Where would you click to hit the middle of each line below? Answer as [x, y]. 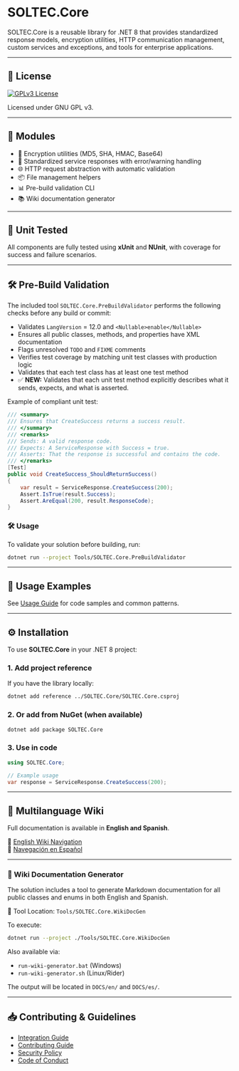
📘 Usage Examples [49, 586]
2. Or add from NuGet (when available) [75, 715]
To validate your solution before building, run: [74, 544]
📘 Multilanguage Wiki [56, 811]
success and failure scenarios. [52, 255]
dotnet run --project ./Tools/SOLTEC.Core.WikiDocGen [89, 938]
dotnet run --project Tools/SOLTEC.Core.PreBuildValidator [97, 557]
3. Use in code [33, 748]
